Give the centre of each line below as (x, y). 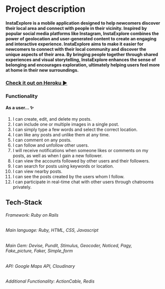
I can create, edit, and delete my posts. (52, 119)
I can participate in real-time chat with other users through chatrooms (83, 182)
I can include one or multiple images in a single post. (66, 124)
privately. (22, 187)
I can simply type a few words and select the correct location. (75, 129)
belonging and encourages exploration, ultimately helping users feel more (83, 64)
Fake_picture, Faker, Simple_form (39, 251)
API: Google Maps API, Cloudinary (40, 266)
